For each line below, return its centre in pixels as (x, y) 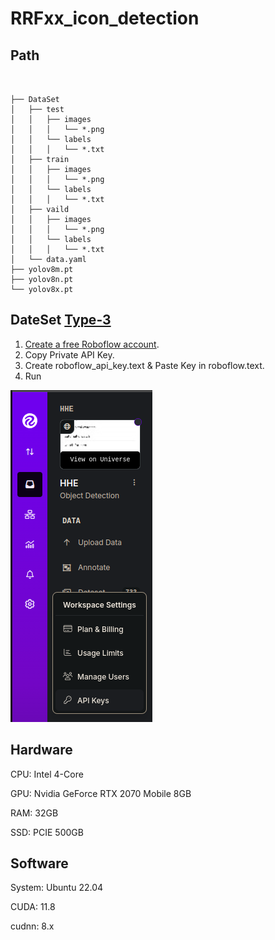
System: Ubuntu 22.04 (57, 888)
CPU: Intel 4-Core (47, 774)
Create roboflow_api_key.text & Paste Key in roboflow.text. (144, 365)
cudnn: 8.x (32, 926)
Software (39, 863)
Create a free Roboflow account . (92, 344)
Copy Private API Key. (69, 354)
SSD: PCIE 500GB (47, 832)
